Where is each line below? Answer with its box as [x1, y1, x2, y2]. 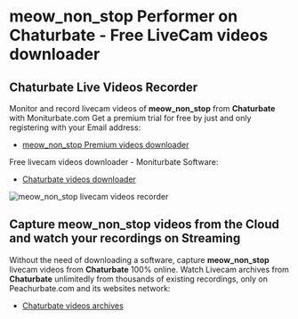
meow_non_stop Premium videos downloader [21, 140, 189, 150]
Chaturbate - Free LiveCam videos [9, 25, 269, 45]
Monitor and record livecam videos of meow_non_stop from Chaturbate [9, 103, 276, 113]
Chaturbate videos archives [21, 300, 125, 311]
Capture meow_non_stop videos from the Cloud [9, 217, 280, 233]
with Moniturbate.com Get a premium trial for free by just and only [9, 113, 252, 123]
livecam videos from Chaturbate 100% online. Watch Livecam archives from [9, 264, 289, 274]
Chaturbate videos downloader [21, 174, 136, 184]
